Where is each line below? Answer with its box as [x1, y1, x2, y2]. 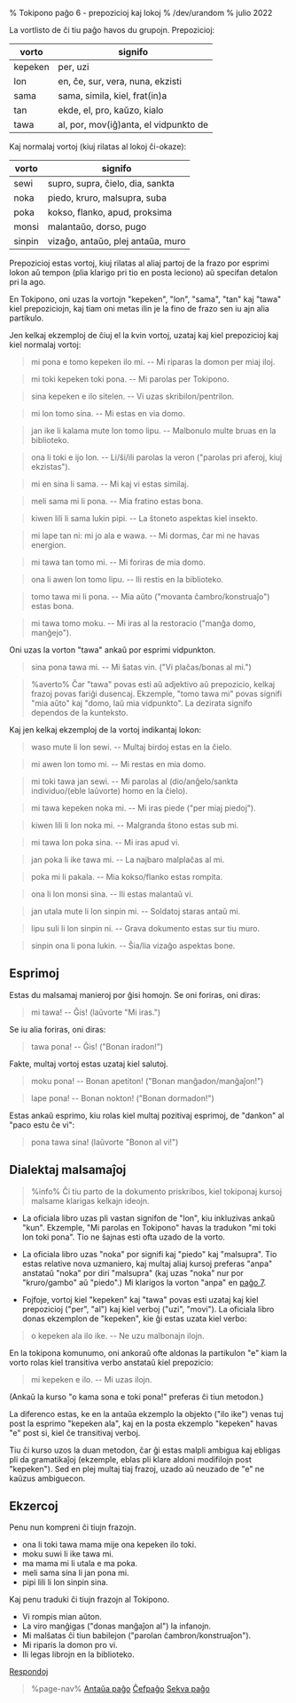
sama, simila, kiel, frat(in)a [58, 90, 167, 101]
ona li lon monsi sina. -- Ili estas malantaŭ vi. [30, 889, 193, 899]
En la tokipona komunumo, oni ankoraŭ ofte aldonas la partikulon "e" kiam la [9, 1347, 288, 1358]
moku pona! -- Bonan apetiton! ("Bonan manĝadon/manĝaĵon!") [30, 1075, 264, 1086]
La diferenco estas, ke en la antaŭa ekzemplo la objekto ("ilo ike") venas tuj [9, 1408, 284, 1419]
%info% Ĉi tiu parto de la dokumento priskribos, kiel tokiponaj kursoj [30, 1185, 282, 1197]
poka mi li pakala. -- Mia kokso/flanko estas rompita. [30, 872, 223, 882]
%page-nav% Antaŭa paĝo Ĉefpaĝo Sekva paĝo [30, 1683, 210, 1694]
